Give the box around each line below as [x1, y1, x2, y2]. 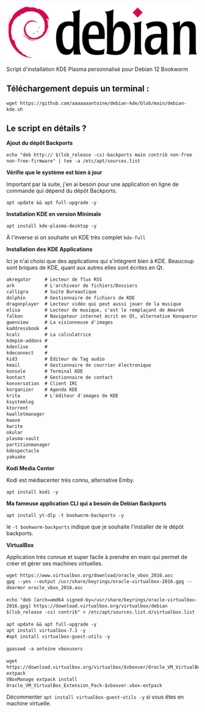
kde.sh [6, 106, 23, 113]
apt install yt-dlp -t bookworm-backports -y [6, 512, 124, 518]
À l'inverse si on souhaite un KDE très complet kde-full [6, 234, 146, 241]
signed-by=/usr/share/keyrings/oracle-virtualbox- [66, 596, 198, 603]
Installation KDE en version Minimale [6, 210, 102, 218]
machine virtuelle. [6, 699, 51, 707]
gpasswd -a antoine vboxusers [6, 645, 84, 652]
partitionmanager [6, 442, 51, 448]
